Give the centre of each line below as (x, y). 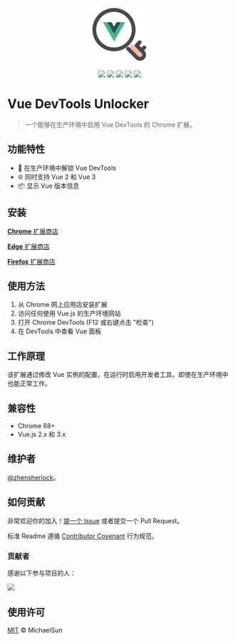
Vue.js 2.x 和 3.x (42, 434)
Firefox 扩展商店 (31, 261)
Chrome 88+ (36, 426)
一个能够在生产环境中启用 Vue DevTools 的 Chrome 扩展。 (110, 124)
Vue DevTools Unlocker (78, 104)
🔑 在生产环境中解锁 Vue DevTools (67, 168)
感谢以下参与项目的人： (42, 572)
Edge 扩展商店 (28, 246)
